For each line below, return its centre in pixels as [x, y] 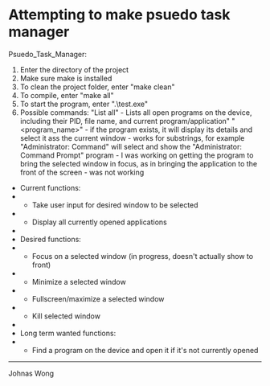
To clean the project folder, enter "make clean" [97, 87]
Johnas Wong [31, 373]
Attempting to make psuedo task [119, 15]
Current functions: [50, 187]
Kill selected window [66, 316]
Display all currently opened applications [99, 222]
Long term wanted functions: [68, 333]
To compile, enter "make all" [67, 95]
